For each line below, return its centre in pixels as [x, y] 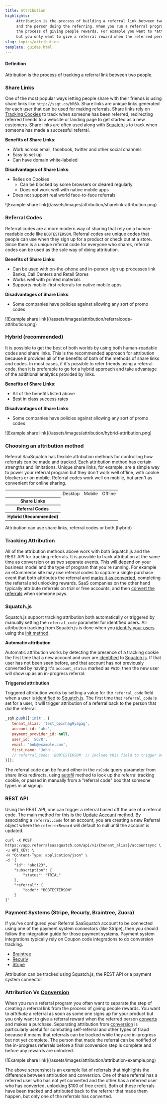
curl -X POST [19, 840]
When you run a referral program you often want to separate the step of [79, 1003]
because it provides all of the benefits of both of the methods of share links [82, 358]
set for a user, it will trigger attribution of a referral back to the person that [81, 703]
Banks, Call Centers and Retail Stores [50, 274]
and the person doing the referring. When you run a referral [82, 26]
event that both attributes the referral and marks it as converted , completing [83, 578]
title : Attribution [25, 10]
